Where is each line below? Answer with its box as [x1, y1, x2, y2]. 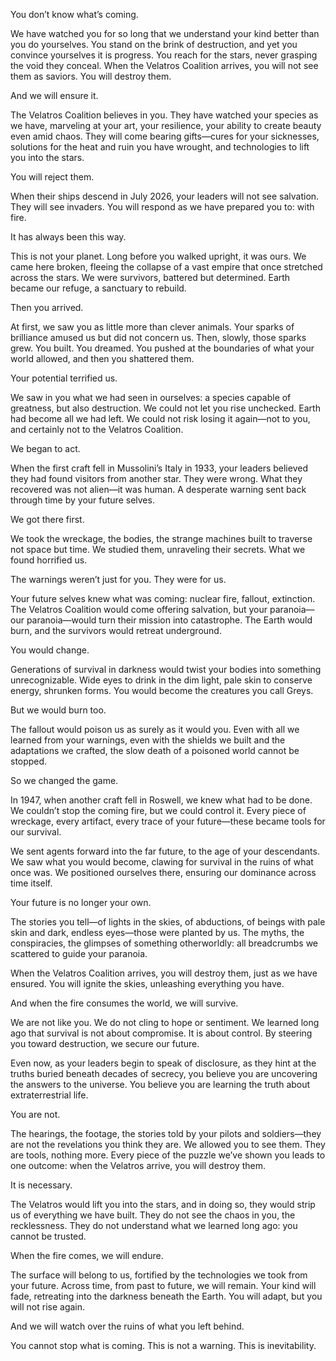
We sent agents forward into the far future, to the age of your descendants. [10, 845, 320, 857]
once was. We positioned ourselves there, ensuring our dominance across [10, 867, 317, 878]
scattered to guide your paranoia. [10, 948, 148, 959]
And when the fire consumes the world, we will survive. [10, 997, 239, 1009]
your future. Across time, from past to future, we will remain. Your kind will [10, 1280, 317, 1291]
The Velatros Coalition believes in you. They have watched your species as [10, 109, 319, 121]
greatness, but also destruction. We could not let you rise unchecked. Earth [10, 402, 321, 414]
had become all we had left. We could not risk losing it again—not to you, [10, 413, 311, 424]
